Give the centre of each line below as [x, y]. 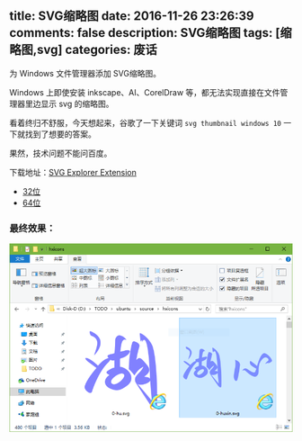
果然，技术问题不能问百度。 [61, 153]
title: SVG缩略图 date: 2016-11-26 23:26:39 [132, 16]
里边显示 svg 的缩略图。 [69, 103]
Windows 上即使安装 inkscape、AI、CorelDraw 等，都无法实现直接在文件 [145, 92]
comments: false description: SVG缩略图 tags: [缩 [151, 33]
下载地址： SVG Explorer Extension [73, 172]
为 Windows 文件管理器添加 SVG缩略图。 [85, 73]
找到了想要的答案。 [60, 134]
